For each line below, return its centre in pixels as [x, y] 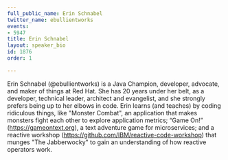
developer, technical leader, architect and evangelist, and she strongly [106, 98]
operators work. [30, 149]
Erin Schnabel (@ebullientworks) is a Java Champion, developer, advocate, [113, 84]
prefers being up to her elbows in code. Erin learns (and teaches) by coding [114, 105]
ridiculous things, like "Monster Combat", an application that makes [102, 113]
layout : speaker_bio [37, 45]
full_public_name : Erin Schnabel [55, 13]
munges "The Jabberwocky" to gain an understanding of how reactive [107, 142]
